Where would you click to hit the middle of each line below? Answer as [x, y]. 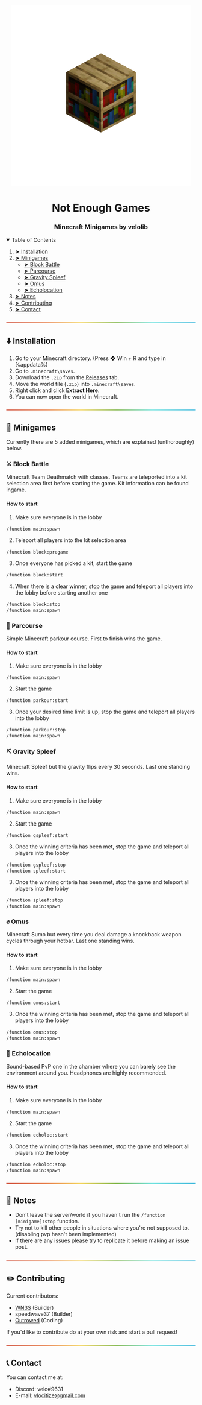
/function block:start [35, 575]
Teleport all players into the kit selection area [70, 540]
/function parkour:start [37, 701]
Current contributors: [32, 1296]
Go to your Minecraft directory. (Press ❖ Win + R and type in [90, 358]
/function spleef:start [36, 871]
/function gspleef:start [37, 835]
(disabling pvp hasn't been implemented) [66, 1234]
